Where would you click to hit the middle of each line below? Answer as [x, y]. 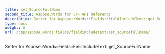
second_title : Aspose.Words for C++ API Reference [58, 14]
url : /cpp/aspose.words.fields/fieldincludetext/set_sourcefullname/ [78, 32]
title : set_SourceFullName [33, 10]
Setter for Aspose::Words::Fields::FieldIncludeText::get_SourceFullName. [79, 46]
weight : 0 [15, 28]
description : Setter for [30, 19]
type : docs [16, 23]
